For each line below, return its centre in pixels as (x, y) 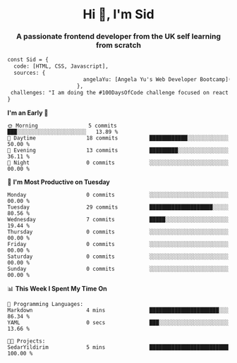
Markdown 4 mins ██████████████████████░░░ (118, 310)
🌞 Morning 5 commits (62, 125)
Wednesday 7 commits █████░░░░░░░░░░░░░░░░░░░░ (118, 219)
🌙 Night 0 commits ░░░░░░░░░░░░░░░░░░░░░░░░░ (118, 162)
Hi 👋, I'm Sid (119, 14)
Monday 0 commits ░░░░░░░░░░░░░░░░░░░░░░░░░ (118, 195)
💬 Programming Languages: (45, 304)
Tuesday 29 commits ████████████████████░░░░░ (118, 207)
